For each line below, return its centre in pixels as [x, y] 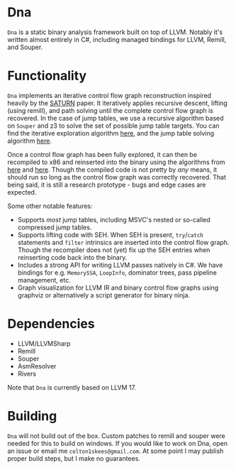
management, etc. [44, 280]
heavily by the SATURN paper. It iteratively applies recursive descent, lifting [118, 103]
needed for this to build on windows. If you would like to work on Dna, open [118, 443]
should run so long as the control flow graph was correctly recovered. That [117, 177]
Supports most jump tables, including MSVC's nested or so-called [114, 219]
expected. [22, 192]
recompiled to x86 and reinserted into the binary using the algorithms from [116, 162]
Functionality [47, 76]
